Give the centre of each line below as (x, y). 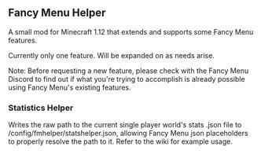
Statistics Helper (41, 108)
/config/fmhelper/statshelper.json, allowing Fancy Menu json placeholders (129, 134)
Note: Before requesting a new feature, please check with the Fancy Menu (129, 71)
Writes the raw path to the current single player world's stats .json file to (125, 125)
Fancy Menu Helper (57, 13)
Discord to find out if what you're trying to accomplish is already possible (127, 79)
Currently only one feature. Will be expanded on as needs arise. (111, 55)
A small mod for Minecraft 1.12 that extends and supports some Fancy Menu (131, 31)
